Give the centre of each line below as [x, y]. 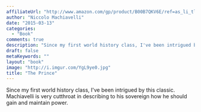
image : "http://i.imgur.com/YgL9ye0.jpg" [59, 67]
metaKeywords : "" [28, 56]
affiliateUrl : [24, 12]
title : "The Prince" [32, 73]
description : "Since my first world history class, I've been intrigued [99, 46]
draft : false [22, 51]
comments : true [25, 40]
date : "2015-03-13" [31, 23]
